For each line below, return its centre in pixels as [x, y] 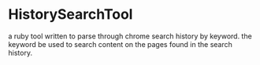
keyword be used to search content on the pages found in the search [120, 44]
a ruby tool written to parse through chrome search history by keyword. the [130, 36]
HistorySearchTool [71, 14]
